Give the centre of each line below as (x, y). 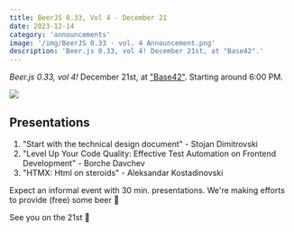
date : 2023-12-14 (42, 26)
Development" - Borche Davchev (84, 162)
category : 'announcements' (60, 34)
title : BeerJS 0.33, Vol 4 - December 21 (88, 18)
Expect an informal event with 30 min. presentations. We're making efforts (147, 190)
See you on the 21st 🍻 (50, 217)
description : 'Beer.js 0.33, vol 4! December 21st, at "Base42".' (137, 51)
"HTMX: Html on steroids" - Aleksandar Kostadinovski (123, 172)
